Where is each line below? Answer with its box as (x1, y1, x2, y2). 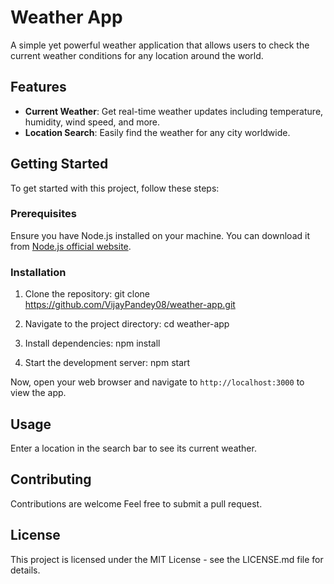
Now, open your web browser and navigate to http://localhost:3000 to (10, 376, 305, 388)
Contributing (10, 471, 92, 488)
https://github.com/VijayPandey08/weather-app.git (24, 299, 236, 311)
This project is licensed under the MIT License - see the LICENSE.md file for (10, 553, 324, 565)
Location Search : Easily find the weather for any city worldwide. (24, 126, 291, 138)
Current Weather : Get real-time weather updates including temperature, (24, 105, 324, 117)
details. (10, 564, 41, 576)
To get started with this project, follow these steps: (10, 182, 220, 194)
